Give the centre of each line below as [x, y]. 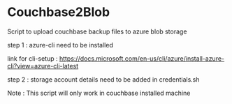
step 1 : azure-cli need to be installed [60, 45]
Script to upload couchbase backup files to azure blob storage [97, 31]
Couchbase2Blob [59, 12]
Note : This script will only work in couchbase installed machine [99, 93]
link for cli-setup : [32, 58]
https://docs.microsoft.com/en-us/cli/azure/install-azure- [142, 58]
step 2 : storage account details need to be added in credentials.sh [104, 79]
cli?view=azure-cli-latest [43, 66]
